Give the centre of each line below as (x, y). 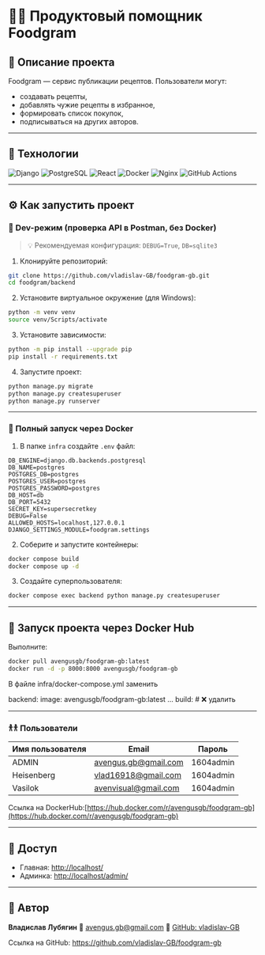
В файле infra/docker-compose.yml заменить (83, 684)
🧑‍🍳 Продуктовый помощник (105, 16)
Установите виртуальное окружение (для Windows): (108, 298)
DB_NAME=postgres (37, 467)
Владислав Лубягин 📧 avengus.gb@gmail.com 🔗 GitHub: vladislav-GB (124, 927)
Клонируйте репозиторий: (63, 261)
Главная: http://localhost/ (62, 867)
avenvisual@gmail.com (137, 788)
